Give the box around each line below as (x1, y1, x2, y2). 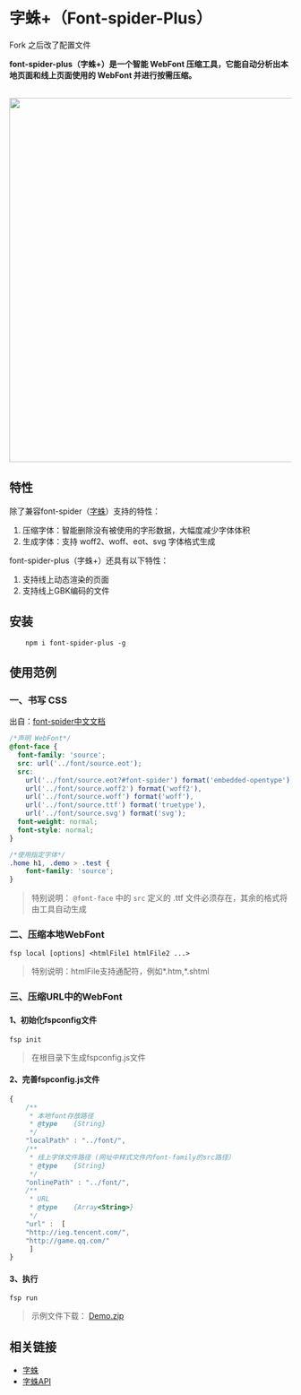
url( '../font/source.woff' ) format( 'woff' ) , (25, 793, 194, 801)
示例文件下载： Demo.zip (30, 1311, 125, 1321)
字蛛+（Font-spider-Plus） (9, 8, 212, 29)
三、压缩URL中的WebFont (9, 991, 123, 1003)
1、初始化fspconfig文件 (9, 1014, 97, 1025)
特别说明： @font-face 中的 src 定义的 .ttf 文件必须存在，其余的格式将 (30, 893, 288, 904)
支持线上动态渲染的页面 (21, 574, 109, 585)
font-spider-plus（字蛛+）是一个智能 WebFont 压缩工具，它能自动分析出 (9, 58, 280, 69)
